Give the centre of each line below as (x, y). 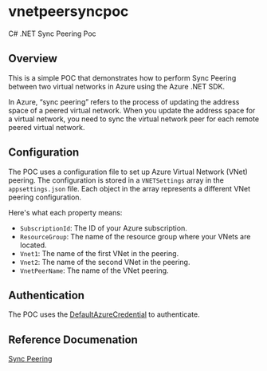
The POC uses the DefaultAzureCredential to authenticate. (104, 314)
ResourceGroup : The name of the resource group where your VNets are (135, 236)
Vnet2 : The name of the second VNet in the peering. (105, 262)
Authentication (47, 295)
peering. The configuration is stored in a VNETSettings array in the (116, 180)
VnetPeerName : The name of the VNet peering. (94, 270)
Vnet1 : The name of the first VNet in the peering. (99, 253)
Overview (33, 59)
